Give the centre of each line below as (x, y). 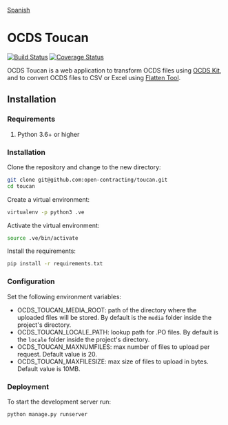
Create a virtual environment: (49, 199)
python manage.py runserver (48, 414)
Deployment (28, 386)
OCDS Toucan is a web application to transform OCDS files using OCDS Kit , (114, 70)
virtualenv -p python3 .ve (46, 212)
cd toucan (21, 186)
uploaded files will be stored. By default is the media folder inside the (114, 317)
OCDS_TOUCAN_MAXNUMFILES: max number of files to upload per (113, 347)
